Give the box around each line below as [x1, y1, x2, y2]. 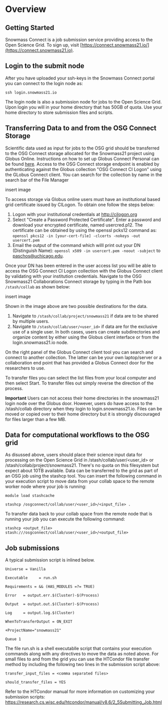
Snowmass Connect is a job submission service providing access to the [5, 36, 153, 42]
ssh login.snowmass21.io [5, 90, 57, 95]
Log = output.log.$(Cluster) [5, 610, 75, 615]
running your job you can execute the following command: [5, 516, 125, 522]
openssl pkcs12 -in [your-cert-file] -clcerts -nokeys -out [12, 233, 140, 238]
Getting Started [5, 23, 54, 32]
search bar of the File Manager [5, 176, 69, 183]
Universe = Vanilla [5, 566, 46, 572]
